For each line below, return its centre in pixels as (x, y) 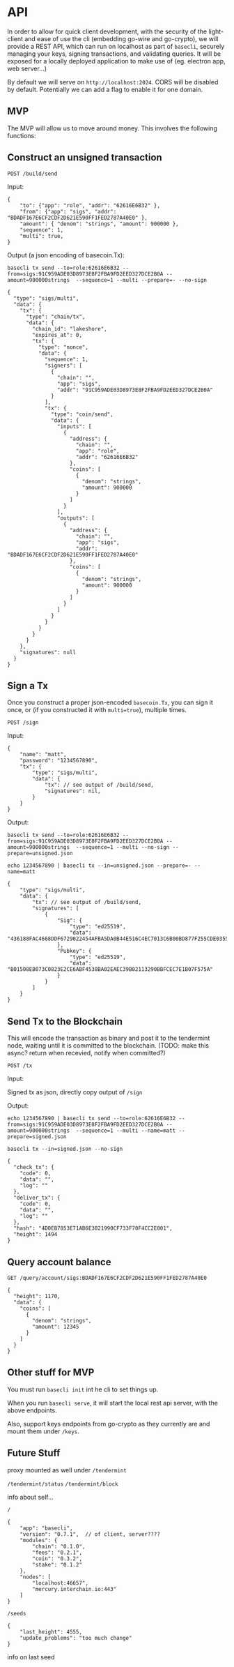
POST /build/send (32, 174)
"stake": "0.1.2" (57, 1564)
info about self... (30, 1497)
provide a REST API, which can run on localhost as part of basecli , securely (116, 46)
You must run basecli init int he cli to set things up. (83, 1389)
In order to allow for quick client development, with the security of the (107, 31)
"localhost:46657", (61, 1583)
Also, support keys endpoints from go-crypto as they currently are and (109, 1424)
